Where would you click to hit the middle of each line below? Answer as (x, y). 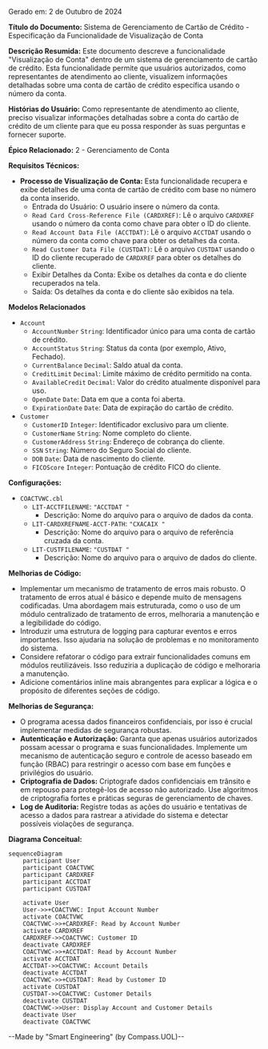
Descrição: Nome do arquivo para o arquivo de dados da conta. (148, 515)
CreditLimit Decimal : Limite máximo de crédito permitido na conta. (142, 374)
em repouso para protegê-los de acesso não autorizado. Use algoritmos (139, 790)
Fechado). (48, 356)
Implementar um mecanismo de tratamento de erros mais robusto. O (133, 589)
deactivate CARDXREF (57, 945)
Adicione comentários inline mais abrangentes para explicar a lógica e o (138, 682)
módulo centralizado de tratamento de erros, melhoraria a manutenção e (140, 614)
